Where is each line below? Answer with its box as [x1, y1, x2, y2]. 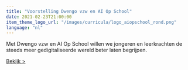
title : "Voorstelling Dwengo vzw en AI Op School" [6, 8, 132, 14]
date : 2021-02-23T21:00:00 [6, 14, 72, 20]
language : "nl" [6, 24, 43, 31]
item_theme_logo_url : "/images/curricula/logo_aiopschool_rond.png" [6, 19, 177, 25]
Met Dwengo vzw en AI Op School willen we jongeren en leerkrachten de [6, 40, 183, 47]
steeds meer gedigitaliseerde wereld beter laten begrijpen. [6, 47, 148, 54]
